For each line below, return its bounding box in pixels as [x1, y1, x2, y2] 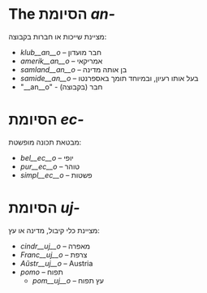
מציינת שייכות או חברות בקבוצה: [8, 32, 107, 41]
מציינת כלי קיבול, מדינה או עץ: [8, 225, 100, 235]
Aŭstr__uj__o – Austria [19, 258, 93, 268]
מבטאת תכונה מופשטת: [8, 137, 82, 147]
